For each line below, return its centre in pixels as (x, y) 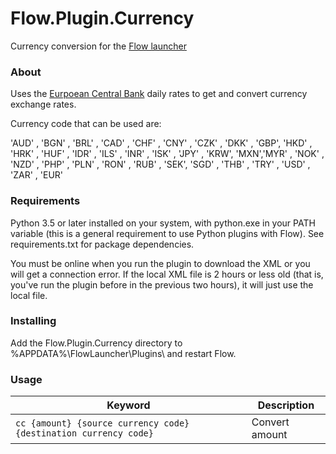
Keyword (128, 405)
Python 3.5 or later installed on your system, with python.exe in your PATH (163, 223)
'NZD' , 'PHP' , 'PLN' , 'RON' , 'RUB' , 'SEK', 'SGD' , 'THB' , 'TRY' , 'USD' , (160, 164)
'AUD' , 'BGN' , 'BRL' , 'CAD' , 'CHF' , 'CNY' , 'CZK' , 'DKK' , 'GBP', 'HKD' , (161, 143)
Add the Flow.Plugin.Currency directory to (96, 343)
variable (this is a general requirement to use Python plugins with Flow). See (167, 233)
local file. (29, 295)
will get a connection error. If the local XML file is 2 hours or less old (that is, (167, 274)
